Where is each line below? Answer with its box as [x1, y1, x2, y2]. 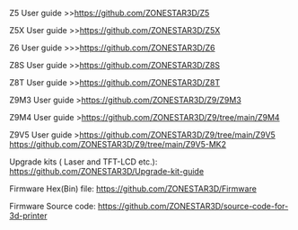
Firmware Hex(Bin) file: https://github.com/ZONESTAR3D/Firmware [9, 183, 258, 194]
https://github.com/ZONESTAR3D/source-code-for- [97, 201, 289, 211]
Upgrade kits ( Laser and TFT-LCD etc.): [9, 156, 158, 167]
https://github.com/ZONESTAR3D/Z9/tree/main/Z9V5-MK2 [9, 139, 227, 149]
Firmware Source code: [9, 201, 96, 211]
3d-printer [9, 210, 48, 221]
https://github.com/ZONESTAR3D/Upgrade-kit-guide [9, 166, 205, 176]
